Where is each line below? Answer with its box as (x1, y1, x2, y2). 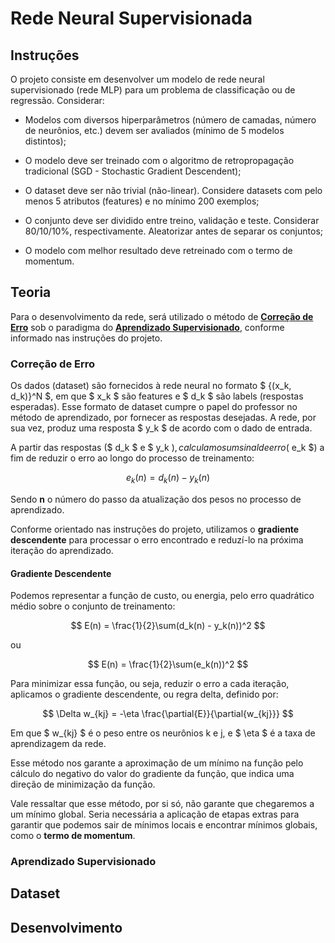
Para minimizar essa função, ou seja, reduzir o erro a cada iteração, (10, 678, 290, 690)
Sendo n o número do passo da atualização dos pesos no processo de (10, 493, 302, 505)
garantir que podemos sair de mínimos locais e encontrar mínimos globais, (10, 819, 318, 831)
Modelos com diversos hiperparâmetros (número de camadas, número (24, 114, 317, 126)
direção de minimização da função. (10, 778, 156, 791)
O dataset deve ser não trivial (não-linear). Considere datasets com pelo (24, 185, 323, 196)
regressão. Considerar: (10, 95, 105, 106)
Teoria (10, 284, 52, 301)
